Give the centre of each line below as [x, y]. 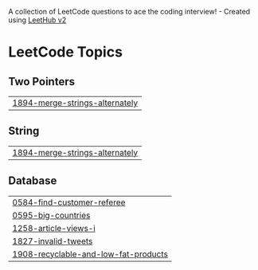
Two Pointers [42, 82]
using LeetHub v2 [37, 20]
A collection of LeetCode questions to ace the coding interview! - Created [129, 12]
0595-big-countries [51, 215]
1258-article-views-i [54, 228]
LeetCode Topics [66, 52]
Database [33, 181]
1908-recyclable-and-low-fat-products [90, 254]
